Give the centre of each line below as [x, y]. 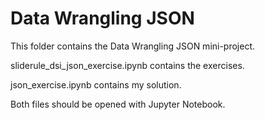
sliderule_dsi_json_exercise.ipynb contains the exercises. [127, 65]
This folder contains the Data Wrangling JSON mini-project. [133, 46]
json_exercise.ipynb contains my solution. [96, 84]
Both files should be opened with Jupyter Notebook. [118, 104]
